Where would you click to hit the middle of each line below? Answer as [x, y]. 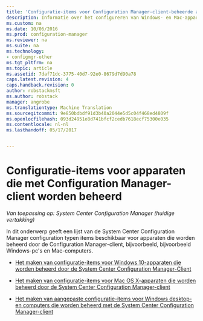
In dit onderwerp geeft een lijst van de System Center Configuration [91, 231]
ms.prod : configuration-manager [47, 35]
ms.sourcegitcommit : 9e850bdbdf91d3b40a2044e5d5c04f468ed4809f [88, 113]
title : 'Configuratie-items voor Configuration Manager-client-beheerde [100, 12]
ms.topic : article [29, 68]
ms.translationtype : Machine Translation [59, 108]
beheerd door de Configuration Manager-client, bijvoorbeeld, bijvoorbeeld [99, 244]
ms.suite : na [23, 46]
